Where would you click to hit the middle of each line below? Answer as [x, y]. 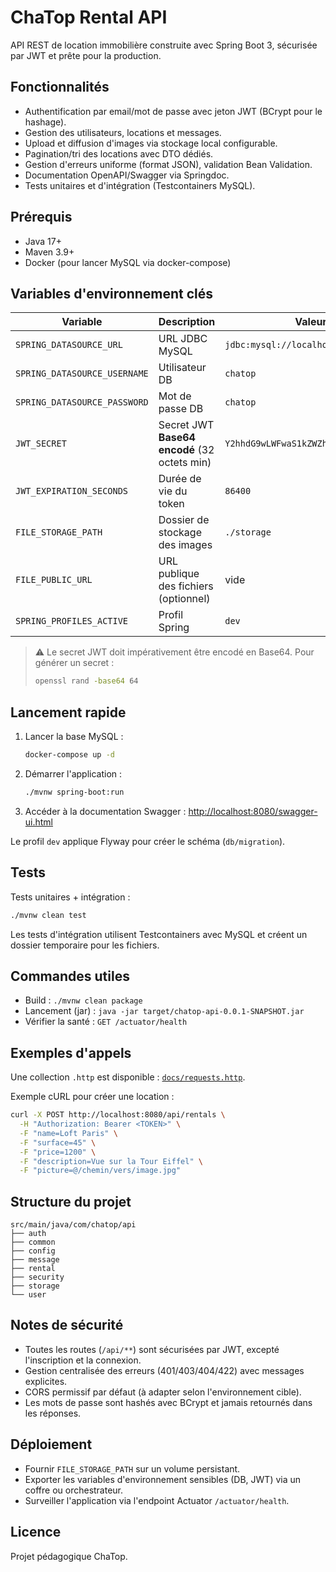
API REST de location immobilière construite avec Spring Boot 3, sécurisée [164, 45]
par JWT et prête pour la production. [86, 55]
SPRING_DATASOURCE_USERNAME [82, 374]
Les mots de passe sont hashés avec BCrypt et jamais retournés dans [168, 1402]
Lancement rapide [68, 712]
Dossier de [184, 520]
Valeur [310, 322]
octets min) [185, 463]
